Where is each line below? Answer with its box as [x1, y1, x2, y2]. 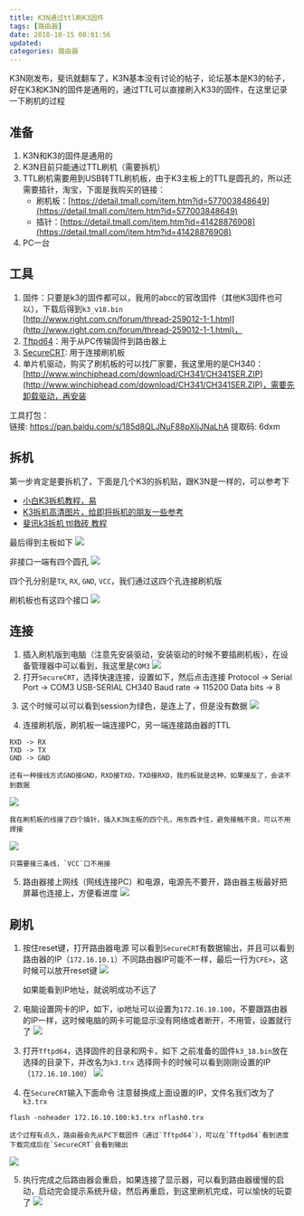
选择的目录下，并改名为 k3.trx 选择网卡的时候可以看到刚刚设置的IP [22, 1057, 271, 1068]
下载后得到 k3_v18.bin [42, 303, 124, 314]
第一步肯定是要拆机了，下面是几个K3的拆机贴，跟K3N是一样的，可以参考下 [9, 476, 290, 487]
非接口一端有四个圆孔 [9, 556, 89, 566]
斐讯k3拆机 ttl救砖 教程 [22, 518, 108, 528]
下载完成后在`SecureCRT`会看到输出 [9, 1141, 128, 1150]
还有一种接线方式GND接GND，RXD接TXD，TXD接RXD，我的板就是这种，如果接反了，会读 [9, 771, 285, 781]
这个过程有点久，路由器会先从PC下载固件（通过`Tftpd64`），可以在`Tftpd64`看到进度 [9, 1131, 290, 1140]
